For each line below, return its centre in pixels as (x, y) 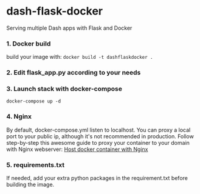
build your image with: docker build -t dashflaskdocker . (80, 57)
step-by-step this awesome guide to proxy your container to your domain (98, 142)
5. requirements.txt (36, 165)
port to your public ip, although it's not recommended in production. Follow (100, 136)
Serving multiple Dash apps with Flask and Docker (69, 28)
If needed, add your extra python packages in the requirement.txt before (97, 178)
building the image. (30, 185)
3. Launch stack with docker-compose (64, 89)
